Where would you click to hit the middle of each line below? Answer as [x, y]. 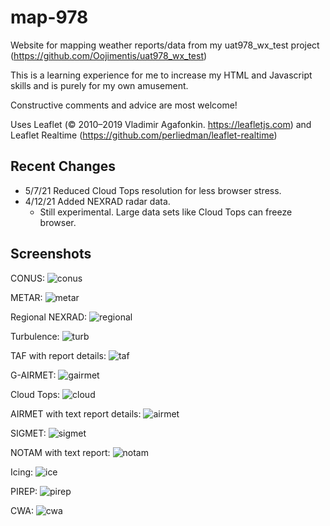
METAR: [26, 297]
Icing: [22, 472]
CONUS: [27, 278]
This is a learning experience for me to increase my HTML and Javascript [161, 75]
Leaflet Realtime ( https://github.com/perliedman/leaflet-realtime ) [144, 135]
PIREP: [24, 491]
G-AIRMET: [33, 375]
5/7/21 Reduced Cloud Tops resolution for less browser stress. [153, 190]
